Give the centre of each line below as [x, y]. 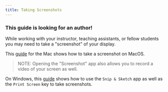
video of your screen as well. [48, 69]
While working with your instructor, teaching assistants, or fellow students [82, 38]
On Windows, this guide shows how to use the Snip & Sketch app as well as [84, 78]
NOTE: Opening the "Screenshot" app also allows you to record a [85, 63]
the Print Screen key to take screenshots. [49, 84]
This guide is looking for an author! [49, 27]
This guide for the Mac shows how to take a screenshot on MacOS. [75, 54]
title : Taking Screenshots [34, 10]
